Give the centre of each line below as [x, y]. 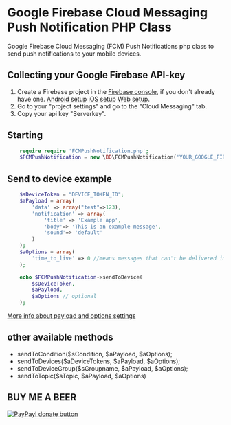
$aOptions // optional [64, 297]
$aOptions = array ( [47, 252]
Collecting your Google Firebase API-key [96, 75]
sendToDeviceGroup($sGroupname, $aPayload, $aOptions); [102, 368]
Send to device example [59, 179]
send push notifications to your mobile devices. [74, 54]
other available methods [60, 337]
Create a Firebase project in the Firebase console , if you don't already [116, 91]
